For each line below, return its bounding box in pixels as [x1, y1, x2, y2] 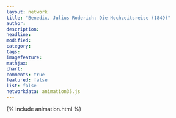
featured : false [6, 77, 48, 83]
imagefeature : [6, 54, 43, 61]
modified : [6, 37, 32, 43]
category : [6, 43, 32, 50]
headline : [6, 32, 32, 38]
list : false [6, 83, 37, 89]
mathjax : [6, 60, 29, 66]
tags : [6, 49, 20, 55]
